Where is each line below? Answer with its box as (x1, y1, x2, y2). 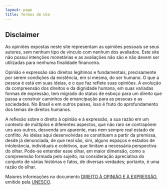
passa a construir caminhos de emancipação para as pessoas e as (5, 96, 142, 102)
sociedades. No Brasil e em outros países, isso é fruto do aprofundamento (5, 101, 158, 107)
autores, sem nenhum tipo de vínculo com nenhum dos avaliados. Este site (5, 49, 159, 55)
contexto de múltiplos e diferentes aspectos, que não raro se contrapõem (5, 121, 156, 127)
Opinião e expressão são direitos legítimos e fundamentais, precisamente (5, 69, 156, 75)
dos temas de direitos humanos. (5, 106, 71, 112)
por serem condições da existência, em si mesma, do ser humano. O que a (5, 74, 159, 80)
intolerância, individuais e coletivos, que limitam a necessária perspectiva (5, 143, 156, 149)
